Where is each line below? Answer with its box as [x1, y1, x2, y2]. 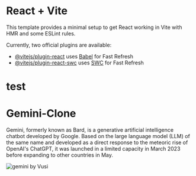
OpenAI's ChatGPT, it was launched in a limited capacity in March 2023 [6, 145, 181, 152]
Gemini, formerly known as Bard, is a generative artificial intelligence [6, 126, 173, 133]
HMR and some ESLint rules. [6, 30, 76, 37]
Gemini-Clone [6, 107, 76, 120]
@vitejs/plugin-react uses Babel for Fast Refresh [14, 53, 134, 60]
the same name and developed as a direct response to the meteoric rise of [6, 139, 188, 146]
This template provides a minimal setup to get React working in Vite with [6, 24, 182, 31]
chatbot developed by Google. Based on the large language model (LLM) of [6, 133, 191, 140]
